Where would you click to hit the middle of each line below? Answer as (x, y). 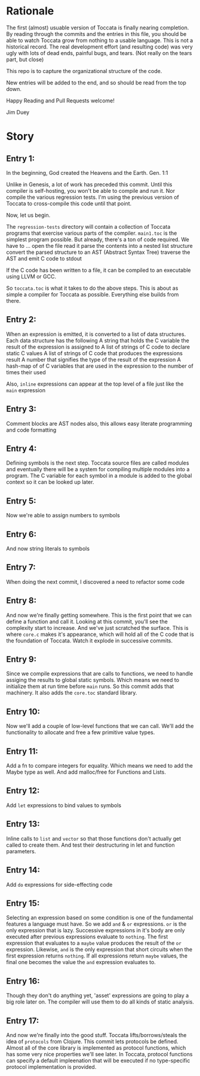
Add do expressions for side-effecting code (59, 884)
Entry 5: (21, 501)
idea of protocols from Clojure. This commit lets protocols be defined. (92, 1041)
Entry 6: (21, 534)
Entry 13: (23, 824)
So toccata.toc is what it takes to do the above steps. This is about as (92, 288)
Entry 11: (22, 751)
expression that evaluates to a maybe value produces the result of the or (94, 943)
